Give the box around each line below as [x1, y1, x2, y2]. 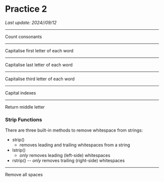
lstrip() [12, 147, 26, 153]
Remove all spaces [5, 172, 43, 178]
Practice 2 [5, 3, 47, 15]
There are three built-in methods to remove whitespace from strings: [5, 127, 143, 133]
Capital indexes [5, 90, 36, 96]
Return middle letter [5, 104, 45, 110]
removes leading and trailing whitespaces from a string [19, 142, 130, 148]
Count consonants [5, 33, 42, 40]
